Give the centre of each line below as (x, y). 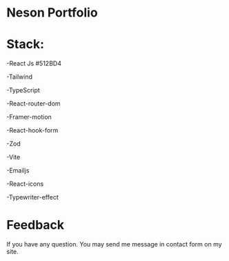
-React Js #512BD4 (34, 64)
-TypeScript (23, 90)
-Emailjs (18, 171)
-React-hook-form (32, 130)
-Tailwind (19, 77)
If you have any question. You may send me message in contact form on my (114, 244)
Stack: (26, 45)
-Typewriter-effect (33, 197)
